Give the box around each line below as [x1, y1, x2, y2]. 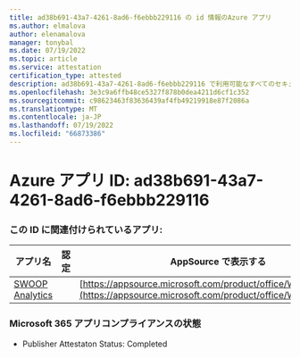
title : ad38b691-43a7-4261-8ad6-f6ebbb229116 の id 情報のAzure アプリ [9, 12, 272, 22]
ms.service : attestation [9, 63, 102, 72]
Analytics [13, 289, 54, 302]
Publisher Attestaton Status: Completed [21, 338, 168, 349]
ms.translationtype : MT [9, 104, 98, 113]
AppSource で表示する [170, 255, 267, 268]
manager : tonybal [9, 37, 74, 47]
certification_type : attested [9, 71, 122, 80]
